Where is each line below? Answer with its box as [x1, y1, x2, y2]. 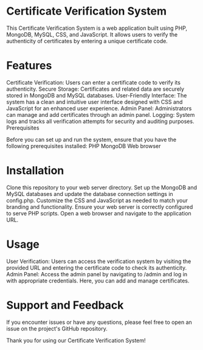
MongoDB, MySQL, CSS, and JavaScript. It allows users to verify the [6, 30, 178, 38]
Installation [6, 164, 64, 178]
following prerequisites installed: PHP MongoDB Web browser [6, 142, 161, 150]
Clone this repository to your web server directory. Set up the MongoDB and [6, 184, 198, 191]
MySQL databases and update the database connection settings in [6, 190, 173, 197]
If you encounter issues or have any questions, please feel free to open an [6, 318, 193, 326]
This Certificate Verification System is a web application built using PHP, [6, 24, 187, 32]
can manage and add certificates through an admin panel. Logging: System [6, 111, 195, 118]
